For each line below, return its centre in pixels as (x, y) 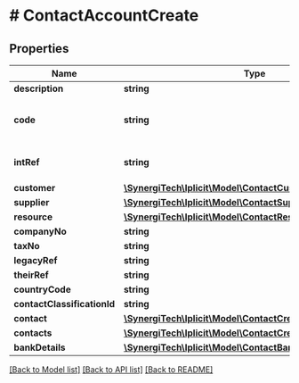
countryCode (42, 289)
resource (33, 217)
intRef (27, 162)
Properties (39, 49)
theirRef (31, 275)
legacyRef (36, 260)
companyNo (40, 231)
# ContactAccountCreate (104, 16)
